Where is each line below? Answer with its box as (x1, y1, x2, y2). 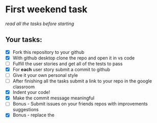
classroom (12, 84, 35, 90)
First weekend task (5, 4, 88, 15)
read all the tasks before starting (5, 20, 74, 27)
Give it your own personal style (12, 72, 78, 78)
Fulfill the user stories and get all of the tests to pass (12, 60, 123, 67)
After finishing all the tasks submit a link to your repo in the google (12, 78, 152, 84)
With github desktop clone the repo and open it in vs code (12, 55, 135, 61)
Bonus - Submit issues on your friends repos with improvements (12, 101, 148, 107)
